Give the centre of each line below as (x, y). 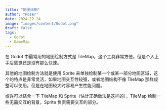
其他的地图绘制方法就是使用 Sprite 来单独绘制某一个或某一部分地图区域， (80, 73)
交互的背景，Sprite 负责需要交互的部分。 (59, 102)
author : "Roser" (22, 14)
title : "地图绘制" (23, 10)
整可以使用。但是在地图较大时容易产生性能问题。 (55, 85)
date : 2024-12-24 (23, 19)
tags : (11, 33)
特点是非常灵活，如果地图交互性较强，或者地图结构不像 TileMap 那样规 (86, 79)
